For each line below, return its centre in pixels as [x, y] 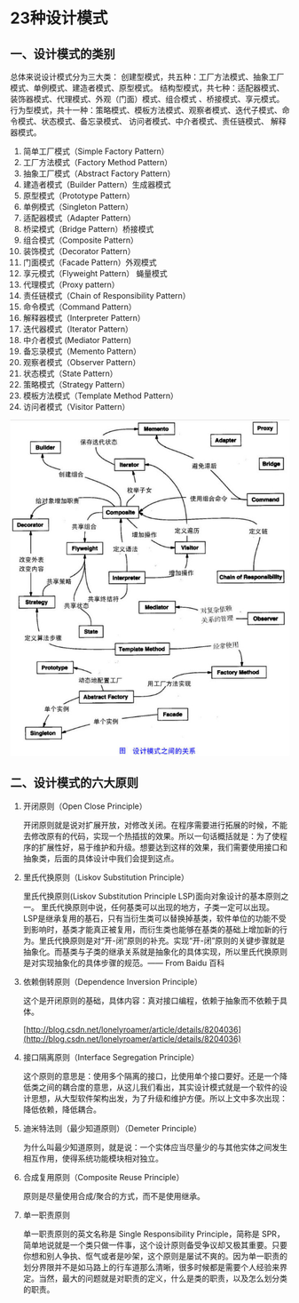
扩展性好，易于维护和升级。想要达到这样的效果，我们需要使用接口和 [163, 847]
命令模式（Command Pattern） [79, 307]
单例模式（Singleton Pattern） [78, 207]
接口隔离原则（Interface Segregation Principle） [111, 1057]
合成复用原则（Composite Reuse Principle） [103, 1177]
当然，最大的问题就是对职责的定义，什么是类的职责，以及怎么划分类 [163, 1278]
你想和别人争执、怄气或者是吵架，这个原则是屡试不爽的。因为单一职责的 [155, 1256]
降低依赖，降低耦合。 [62, 1109]
